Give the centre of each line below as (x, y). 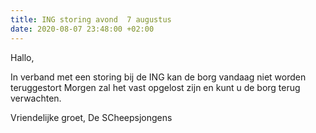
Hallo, (22, 57)
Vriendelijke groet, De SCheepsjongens (91, 117)
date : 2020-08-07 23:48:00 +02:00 (82, 29)
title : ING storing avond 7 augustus (91, 19)
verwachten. (36, 98)
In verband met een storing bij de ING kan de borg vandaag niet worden (158, 77)
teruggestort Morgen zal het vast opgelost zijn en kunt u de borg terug (155, 87)
